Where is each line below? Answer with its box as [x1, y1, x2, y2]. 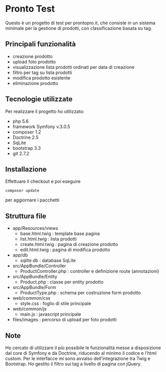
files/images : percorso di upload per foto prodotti [12, 317, 117, 323]
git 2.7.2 [12, 150, 29, 156]
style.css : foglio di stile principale [20, 301, 91, 307]
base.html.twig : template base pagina [20, 231, 100, 237]
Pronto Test [5, 3, 55, 15]
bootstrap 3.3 [12, 145, 41, 151]
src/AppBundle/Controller [12, 263, 66, 269]
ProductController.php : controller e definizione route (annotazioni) [20, 268, 159, 274]
